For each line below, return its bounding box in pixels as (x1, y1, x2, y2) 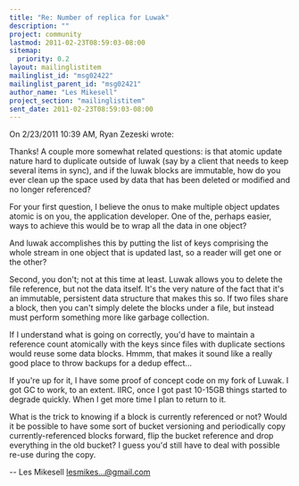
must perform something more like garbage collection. (9, 312, 210, 323)
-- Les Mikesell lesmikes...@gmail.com (9, 466, 151, 478)
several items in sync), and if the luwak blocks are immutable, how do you (9, 165, 281, 176)
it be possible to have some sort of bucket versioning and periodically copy (9, 421, 286, 432)
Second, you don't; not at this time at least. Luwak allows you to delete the (9, 274, 283, 285)
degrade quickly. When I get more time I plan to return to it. (9, 394, 227, 405)
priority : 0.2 (17, 54, 70, 63)
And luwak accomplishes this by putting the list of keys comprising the (9, 238, 270, 248)
